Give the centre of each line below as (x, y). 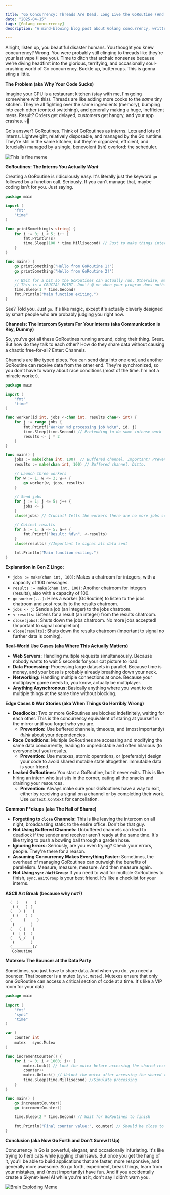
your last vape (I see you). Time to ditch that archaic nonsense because (80, 58)
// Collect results (35, 525)
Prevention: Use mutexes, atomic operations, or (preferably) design (91, 756)
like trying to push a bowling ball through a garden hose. (71, 840)
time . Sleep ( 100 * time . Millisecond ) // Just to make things (88, 243)
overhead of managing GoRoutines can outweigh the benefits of (79, 862)
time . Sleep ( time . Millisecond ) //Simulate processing (80, 1080)
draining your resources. (38, 783)
